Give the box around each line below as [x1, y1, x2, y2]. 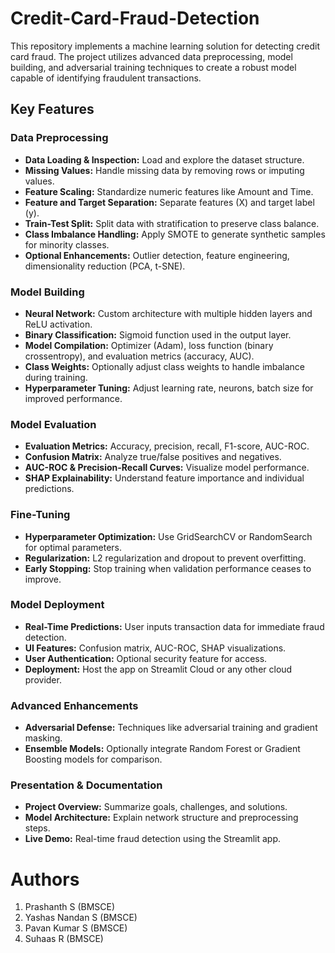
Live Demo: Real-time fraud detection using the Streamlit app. [24, 833, 282, 845]
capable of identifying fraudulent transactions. [10, 72, 202, 84]
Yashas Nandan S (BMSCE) [24, 912, 138, 924]
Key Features [10, 101, 95, 118]
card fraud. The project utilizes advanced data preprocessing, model [10, 50, 293, 62]
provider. [24, 673, 62, 686]
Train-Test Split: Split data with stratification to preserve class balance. [24, 217, 320, 229]
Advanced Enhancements [10, 698, 139, 712]
